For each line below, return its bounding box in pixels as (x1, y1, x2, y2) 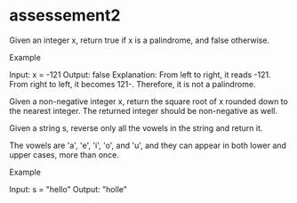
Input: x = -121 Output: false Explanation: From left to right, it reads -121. (9, 69, 271, 80)
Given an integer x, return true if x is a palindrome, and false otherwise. (9, 35, 269, 45)
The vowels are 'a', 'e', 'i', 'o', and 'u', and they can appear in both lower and (9, 140, 287, 150)
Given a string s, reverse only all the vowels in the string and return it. (9, 122, 263, 134)
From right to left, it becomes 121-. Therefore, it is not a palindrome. (9, 78, 256, 89)
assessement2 (9, 5, 121, 26)
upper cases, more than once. (9, 149, 120, 160)
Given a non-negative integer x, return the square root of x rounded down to (9, 95, 289, 107)
